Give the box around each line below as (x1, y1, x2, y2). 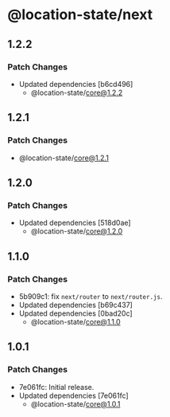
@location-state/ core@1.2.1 (18, 153, 109, 163)
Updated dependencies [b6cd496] (18, 79, 133, 89)
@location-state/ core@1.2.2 (30, 88, 123, 97)
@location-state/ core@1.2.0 (30, 226, 123, 236)
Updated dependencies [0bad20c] (18, 309, 133, 318)
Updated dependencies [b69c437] (18, 300, 133, 309)
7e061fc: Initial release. (18, 382, 95, 391)
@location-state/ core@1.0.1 (30, 399, 121, 408)
